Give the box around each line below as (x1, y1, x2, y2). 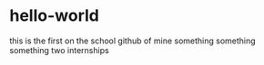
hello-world (9, 5, 100, 26)
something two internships (9, 44, 109, 55)
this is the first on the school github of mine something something (9, 35, 257, 46)
